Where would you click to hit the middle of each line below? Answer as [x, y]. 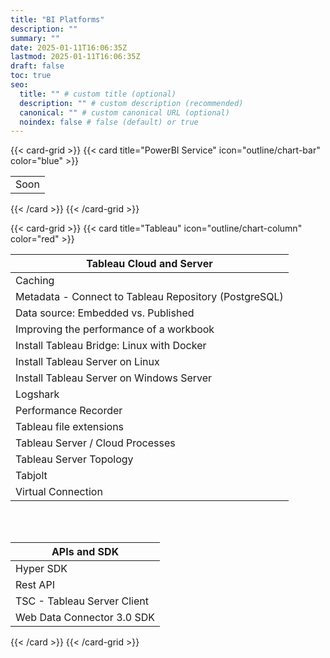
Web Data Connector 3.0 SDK [85, 618]
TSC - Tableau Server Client [82, 601]
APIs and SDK [85, 552]
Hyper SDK [41, 569]
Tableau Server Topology [74, 459]
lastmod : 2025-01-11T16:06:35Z [75, 57]
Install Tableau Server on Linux [87, 362]
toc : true [31, 76]
